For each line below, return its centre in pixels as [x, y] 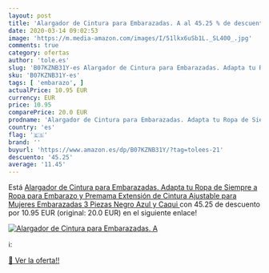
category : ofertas [39, 53]
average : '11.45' [37, 165]
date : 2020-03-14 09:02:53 [53, 30]
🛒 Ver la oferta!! [34, 260]
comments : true [34, 46]
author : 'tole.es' [39, 61]
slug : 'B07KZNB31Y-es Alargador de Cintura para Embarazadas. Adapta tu [132, 68]
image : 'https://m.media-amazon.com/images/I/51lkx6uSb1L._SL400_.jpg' [130, 38]
